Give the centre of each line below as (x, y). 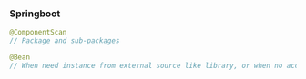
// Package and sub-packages (65, 41)
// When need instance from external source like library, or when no (146, 65)
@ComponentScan (38, 33)
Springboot (35, 14)
